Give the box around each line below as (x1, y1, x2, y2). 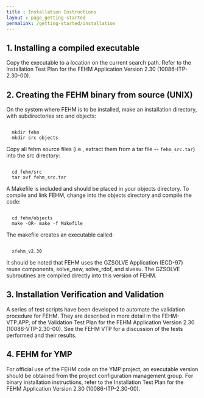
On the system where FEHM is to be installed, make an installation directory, (6, 106, 197, 113)
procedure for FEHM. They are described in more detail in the (6, 312, 161, 319)
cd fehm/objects (12, 215, 53, 221)
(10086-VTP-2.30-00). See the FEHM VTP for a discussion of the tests (6, 325, 183, 332)
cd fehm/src (12, 169, 43, 175)
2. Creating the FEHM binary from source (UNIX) (6, 90, 193, 100)
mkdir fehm (12, 129, 40, 135)
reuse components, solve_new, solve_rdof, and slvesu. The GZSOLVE (6, 266, 181, 272)
